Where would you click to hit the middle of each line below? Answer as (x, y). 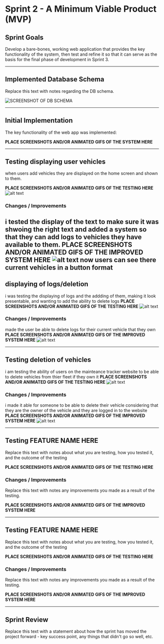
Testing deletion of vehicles (48, 360)
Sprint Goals (24, 37)
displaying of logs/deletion (47, 284)
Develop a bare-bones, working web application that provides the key (75, 49)
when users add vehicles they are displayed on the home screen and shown (82, 173)
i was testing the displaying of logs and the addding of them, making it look (81, 296)
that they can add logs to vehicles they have (73, 237)
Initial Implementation (39, 121)
